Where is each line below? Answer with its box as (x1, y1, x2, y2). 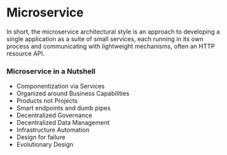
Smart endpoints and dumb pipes (16, 104, 111, 112)
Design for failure (16, 133, 66, 141)
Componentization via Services (16, 82, 105, 91)
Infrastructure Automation (16, 126, 90, 134)
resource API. (6, 49, 45, 58)
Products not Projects (16, 97, 78, 105)
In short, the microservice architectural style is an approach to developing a (6, 27, 220, 36)
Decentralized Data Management (16, 119, 110, 127)
